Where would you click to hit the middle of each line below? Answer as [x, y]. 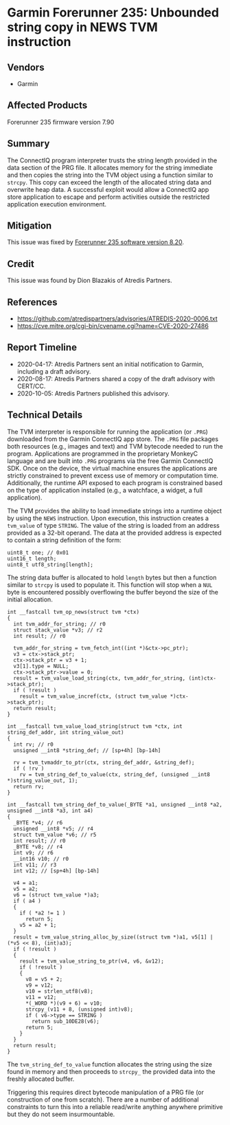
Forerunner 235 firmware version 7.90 [61, 122]
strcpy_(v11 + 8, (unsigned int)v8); [79, 1009]
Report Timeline [42, 348]
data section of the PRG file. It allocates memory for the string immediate [110, 167]
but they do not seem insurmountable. [61, 1114]
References [32, 302]
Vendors [26, 67]
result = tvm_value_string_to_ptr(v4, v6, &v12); [92, 961]
